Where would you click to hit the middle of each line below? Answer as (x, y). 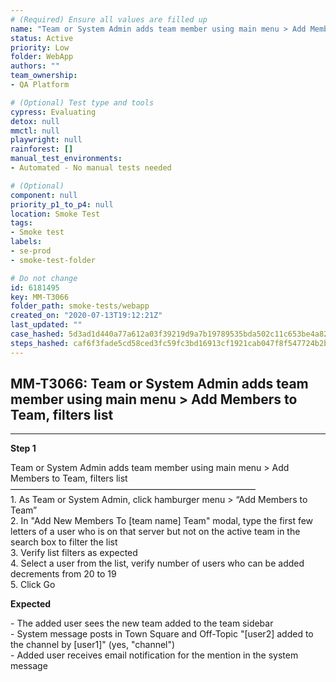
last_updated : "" (46, 325)
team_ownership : (44, 76)
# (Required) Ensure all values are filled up (109, 19)
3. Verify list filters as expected (74, 553)
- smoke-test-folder (53, 260)
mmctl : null (35, 131)
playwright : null (46, 140)
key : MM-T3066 (40, 297)
